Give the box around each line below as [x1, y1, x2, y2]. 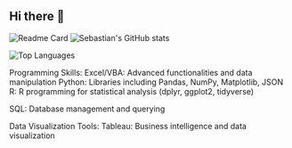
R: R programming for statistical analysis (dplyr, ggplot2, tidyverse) [9, 86, 255, 96]
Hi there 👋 [9, 9, 65, 24]
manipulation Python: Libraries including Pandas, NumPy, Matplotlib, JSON [9, 77, 284, 87]
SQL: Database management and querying [9, 103, 166, 114]
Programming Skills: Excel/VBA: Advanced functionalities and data [9, 67, 253, 78]
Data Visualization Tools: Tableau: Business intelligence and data [9, 120, 247, 131]
